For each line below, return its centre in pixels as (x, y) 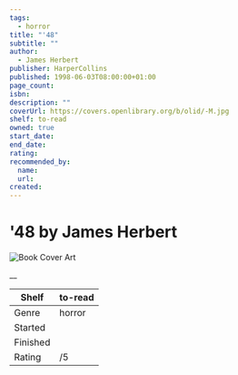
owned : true (32, 128)
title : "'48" (34, 35)
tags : (20, 18)
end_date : (28, 145)
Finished (32, 342)
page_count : (32, 86)
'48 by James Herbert (94, 232)
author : (24, 52)
